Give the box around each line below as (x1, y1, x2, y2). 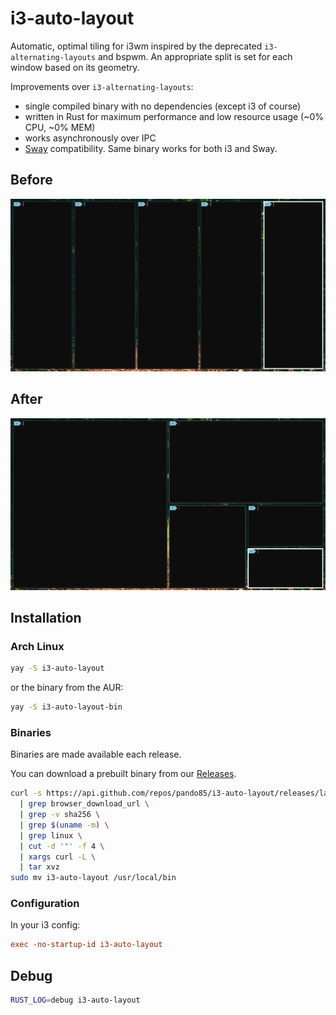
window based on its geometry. (10, 61, 140, 73)
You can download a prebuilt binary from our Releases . (10, 768, 237, 780)
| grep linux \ (19, 830, 83, 841)
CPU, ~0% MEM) (24, 121, 96, 133)
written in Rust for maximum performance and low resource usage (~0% (24, 110, 325, 122)
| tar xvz (19, 862, 60, 872)
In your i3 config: (10, 919, 81, 931)
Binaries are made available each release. (10, 748, 182, 761)
